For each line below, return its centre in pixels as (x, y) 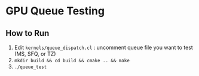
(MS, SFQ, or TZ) (35, 54)
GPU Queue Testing (55, 11)
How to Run (27, 33)
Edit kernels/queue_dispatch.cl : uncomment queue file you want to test (104, 47)
